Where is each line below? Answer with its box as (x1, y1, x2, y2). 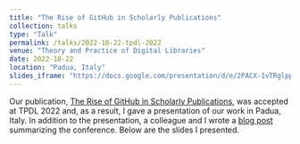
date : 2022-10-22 (9, 55, 74, 64)
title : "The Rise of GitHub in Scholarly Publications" (9, 13, 221, 22)
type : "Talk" (9, 30, 58, 38)
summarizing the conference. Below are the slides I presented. (9, 124, 239, 135)
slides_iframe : (9, 72, 66, 80)
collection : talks (9, 21, 78, 30)
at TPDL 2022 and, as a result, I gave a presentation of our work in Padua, (9, 105, 281, 116)
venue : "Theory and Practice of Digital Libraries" (9, 47, 205, 55)
